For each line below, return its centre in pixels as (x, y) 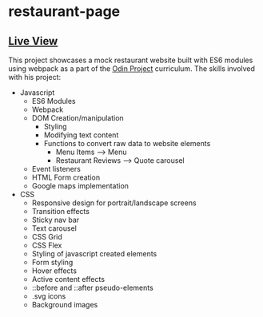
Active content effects (68, 279)
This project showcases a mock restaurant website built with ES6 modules (131, 60)
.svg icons (49, 296)
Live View (33, 41)
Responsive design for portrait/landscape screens (114, 203)
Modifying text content (81, 135)
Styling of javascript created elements (94, 254)
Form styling (52, 262)
